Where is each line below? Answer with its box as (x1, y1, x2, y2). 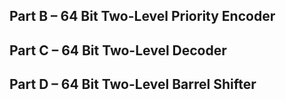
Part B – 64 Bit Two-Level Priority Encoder (9, 8, 276, 25)
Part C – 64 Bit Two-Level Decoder (9, 42, 227, 59)
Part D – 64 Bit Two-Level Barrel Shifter (9, 76, 257, 93)
